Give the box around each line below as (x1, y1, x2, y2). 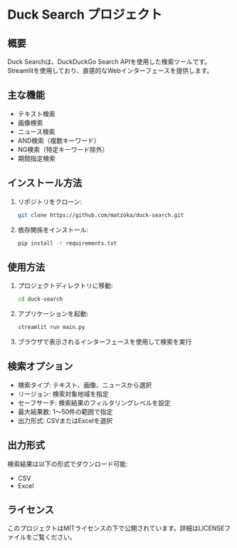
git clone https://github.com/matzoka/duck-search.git (17, 211, 184, 218)
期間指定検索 (17, 154, 56, 163)
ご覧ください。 (31, 533, 76, 542)
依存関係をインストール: (17, 225, 89, 234)
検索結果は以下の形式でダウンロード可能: (7, 460, 128, 468)
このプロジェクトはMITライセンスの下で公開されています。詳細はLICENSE (7, 524, 225, 532)
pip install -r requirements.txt (17, 240, 117, 247)
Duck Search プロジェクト (7, 6, 162, 23)
